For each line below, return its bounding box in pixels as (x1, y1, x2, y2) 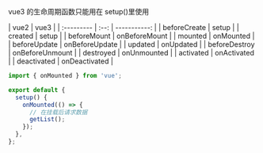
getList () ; (29, 116, 66, 124)
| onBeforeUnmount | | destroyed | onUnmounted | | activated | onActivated (8, 48, 255, 57)
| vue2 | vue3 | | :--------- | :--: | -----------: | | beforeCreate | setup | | (8, 23, 239, 32)
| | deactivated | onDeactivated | (8, 56, 113, 66)
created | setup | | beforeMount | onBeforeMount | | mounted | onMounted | (8, 31, 255, 40)
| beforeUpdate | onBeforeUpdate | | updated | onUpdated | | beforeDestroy (8, 40, 255, 49)
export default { (8, 86, 66, 94)
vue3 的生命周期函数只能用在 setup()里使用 (8, 7, 150, 16)
